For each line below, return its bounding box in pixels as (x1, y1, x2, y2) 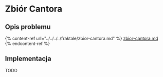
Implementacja (5, 55, 52, 63)
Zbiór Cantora (5, 3, 62, 15)
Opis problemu (5, 23, 51, 31)
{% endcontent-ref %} (5, 41, 50, 46)
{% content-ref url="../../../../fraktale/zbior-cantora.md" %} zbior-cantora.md (5, 35, 158, 41)
